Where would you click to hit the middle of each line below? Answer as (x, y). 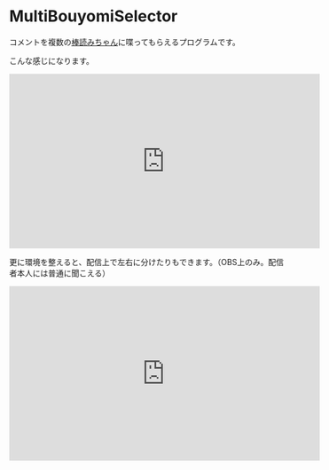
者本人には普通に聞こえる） (60, 273)
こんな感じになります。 (52, 60)
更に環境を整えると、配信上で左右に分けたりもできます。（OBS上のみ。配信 (146, 262)
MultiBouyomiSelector (94, 16)
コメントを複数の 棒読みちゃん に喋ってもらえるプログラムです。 (125, 42)
